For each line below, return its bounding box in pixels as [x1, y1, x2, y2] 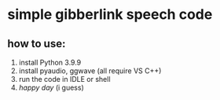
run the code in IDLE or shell [18, 75, 111, 83]
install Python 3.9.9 [18, 57, 82, 67]
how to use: [7, 37, 66, 50]
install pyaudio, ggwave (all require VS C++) [18, 66, 162, 76]
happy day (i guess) [18, 83, 84, 92]
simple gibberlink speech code [7, 6, 213, 24]
